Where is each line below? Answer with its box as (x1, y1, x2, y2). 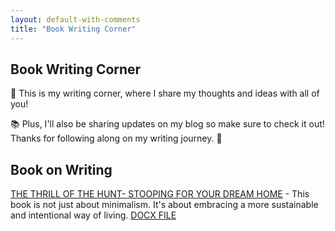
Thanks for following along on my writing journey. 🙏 (10, 132, 223, 145)
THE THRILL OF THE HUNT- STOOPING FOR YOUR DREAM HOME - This (10, 188, 310, 200)
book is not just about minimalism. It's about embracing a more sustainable (10, 199, 319, 211)
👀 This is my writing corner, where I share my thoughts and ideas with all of (10, 87, 320, 100)
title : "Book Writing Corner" (10, 24, 137, 34)
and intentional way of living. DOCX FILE (10, 209, 177, 221)
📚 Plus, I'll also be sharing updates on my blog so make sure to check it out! (10, 118, 325, 130)
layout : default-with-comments (10, 14, 141, 25)
